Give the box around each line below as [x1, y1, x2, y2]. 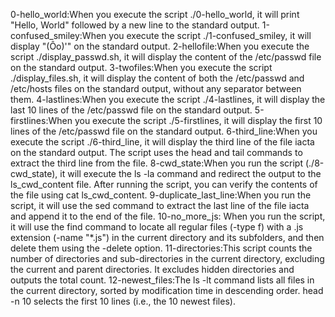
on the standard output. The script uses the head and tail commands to [10, 147, 303, 158]
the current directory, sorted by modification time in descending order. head [10, 285, 324, 296]
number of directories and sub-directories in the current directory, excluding [10, 253, 325, 264]
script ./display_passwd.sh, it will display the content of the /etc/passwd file [10, 51, 322, 63]
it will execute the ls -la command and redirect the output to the [59, 168, 322, 179]
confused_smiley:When [10, 30, 107, 41]
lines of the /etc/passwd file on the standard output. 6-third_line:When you [10, 125, 318, 137]
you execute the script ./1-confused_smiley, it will [108, 30, 312, 41]
